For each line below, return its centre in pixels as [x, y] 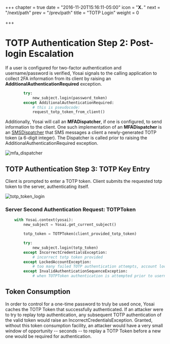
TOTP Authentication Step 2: [67, 43]
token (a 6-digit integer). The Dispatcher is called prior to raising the [76, 138]
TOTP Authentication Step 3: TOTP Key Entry [78, 169]
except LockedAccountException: [58, 262]
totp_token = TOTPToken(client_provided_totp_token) [80, 234]
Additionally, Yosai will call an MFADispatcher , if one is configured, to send [83, 122]
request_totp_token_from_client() [69, 112]
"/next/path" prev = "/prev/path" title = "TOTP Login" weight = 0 [72, 13]
